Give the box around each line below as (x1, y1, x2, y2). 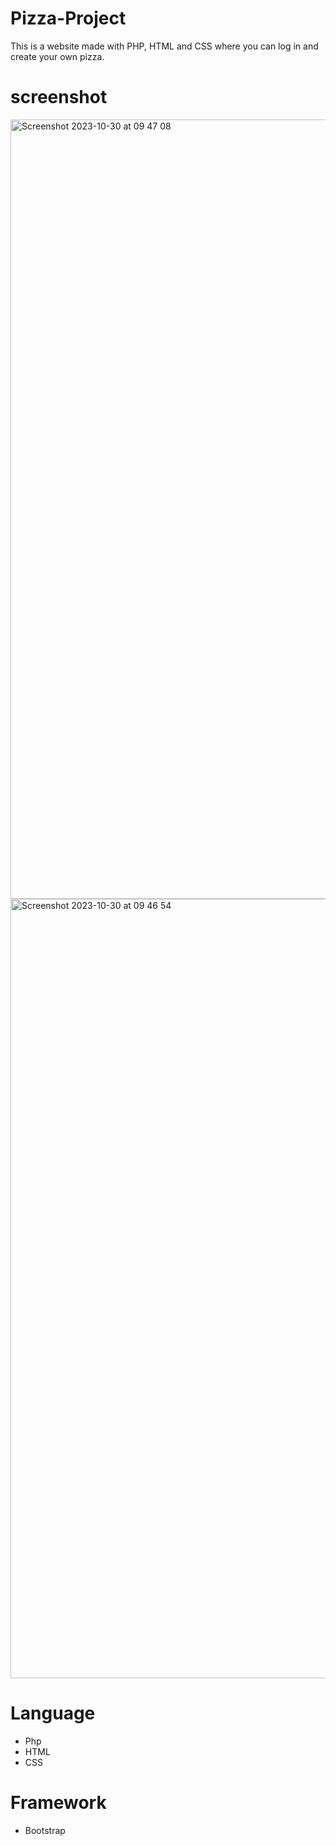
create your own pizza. (10, 50, 105, 62)
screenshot (10, 86, 108, 109)
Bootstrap (24, 1824, 66, 1836)
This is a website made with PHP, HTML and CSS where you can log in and (10, 40, 319, 52)
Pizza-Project (10, 7, 127, 30)
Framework (10, 1792, 107, 1814)
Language (10, 1702, 96, 1725)
